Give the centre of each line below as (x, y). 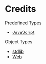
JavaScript (23, 32)
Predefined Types (23, 23)
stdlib (18, 51)
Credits (21, 9)
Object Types (19, 42)
